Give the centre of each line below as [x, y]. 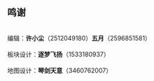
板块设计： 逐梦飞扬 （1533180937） [58, 54]
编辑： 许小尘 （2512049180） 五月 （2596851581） [79, 38]
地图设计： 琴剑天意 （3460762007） [60, 70]
